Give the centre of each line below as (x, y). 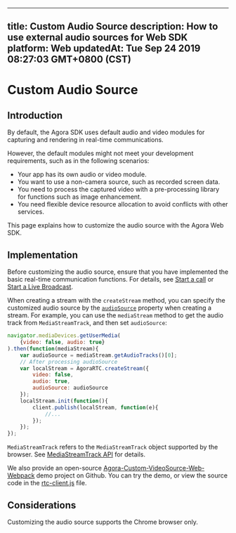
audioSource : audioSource (71, 388)
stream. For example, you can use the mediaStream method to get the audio (115, 315)
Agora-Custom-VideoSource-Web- (154, 468)
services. (31, 212)
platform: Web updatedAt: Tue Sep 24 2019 (104, 49)
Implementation (43, 255)
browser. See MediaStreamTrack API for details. (77, 454)
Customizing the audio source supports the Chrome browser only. (103, 522)
